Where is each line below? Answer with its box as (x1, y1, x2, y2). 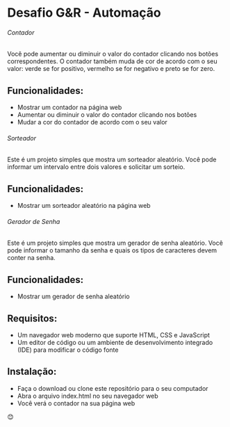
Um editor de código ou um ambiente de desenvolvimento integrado (17, 339, 213, 347)
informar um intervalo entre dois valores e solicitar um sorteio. (7, 163, 186, 171)
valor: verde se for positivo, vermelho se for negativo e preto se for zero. (7, 65, 215, 73)
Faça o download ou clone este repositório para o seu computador (17, 384, 208, 392)
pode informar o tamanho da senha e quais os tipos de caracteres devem (7, 246, 217, 255)
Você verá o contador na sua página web (17, 398, 135, 408)
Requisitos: (7, 312, 58, 324)
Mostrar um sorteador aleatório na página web (17, 202, 151, 210)
